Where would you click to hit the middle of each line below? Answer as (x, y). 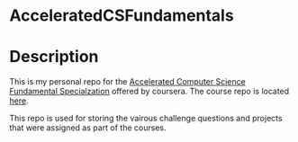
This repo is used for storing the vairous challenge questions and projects (146, 119)
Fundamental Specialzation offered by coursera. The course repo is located (149, 92)
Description (54, 57)
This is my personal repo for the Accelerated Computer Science (127, 82)
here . (19, 101)
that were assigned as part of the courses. (88, 128)
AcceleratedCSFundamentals (122, 16)
